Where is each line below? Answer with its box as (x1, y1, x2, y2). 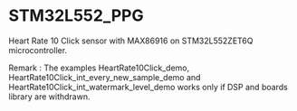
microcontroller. (8, 44, 68, 55)
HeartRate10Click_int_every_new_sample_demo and (8, 71, 201, 82)
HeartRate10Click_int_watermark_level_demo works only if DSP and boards (8, 81, 289, 92)
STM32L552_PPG (8, 5, 144, 26)
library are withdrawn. (8, 91, 91, 102)
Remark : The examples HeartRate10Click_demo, (8, 62, 190, 73)
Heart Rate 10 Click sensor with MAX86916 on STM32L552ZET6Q (8, 35, 254, 46)
